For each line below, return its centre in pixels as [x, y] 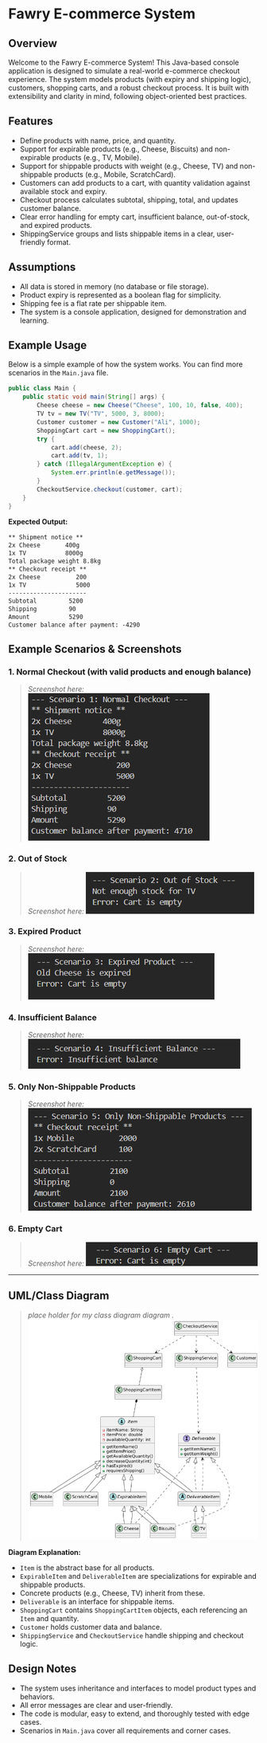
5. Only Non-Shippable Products [72, 1087]
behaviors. [37, 1696]
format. [59, 242]
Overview [33, 43]
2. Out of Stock [38, 859]
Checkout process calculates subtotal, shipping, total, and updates [129, 199]
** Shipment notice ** [46, 537]
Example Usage [48, 345]
